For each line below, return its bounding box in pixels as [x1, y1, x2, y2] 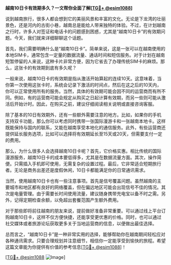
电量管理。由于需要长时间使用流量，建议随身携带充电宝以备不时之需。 [14, 191, 161, 196]
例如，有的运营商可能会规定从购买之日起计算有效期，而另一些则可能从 [14, 95, 161, 101]
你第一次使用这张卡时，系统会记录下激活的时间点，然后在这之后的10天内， [5, 82, 162, 88]
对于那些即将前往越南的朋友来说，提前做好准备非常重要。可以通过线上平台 [5, 208, 161, 214]
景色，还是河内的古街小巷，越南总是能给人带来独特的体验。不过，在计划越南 [5, 22, 166, 28]
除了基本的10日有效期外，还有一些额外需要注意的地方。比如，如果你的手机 [5, 112, 162, 117]
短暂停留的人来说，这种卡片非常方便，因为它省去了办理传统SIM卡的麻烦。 [5, 58, 161, 64]
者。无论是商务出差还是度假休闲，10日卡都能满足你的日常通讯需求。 [5, 167, 149, 173]
